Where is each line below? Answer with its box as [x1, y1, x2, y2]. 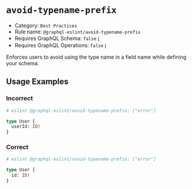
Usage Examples [6, 77, 69, 87]
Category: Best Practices [14, 22, 78, 29]
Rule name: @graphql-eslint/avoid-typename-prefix [14, 28, 141, 35]
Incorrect [6, 95, 33, 103]
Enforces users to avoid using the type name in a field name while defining [6, 53, 187, 60]
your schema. [6, 59, 39, 66]
